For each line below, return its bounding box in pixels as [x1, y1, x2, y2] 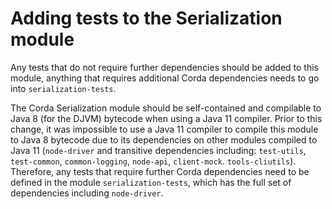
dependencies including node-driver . [10, 187, 164, 199]
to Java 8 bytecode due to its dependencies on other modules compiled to [10, 133, 318, 146]
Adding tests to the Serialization [10, 7, 283, 30]
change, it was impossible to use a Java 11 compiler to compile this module [10, 123, 319, 135]
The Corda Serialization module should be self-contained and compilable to [10, 102, 322, 114]
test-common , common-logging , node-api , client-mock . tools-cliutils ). [10, 155, 297, 167]
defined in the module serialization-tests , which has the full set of [10, 176, 292, 188]
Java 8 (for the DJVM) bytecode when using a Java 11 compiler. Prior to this [10, 112, 323, 124]
